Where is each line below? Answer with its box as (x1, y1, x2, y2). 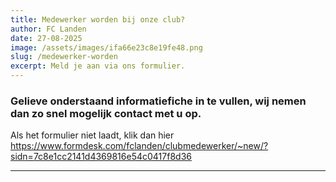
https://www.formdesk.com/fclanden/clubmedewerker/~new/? (10, 140, 269, 152)
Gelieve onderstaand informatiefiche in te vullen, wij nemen (10, 94, 307, 108)
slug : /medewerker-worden (10, 52, 118, 62)
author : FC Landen (10, 24, 87, 34)
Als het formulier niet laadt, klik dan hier (10, 129, 175, 141)
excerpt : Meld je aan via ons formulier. (10, 61, 186, 71)
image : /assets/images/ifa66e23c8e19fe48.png (10, 42, 203, 53)
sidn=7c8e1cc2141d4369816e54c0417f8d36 (10, 151, 192, 163)
